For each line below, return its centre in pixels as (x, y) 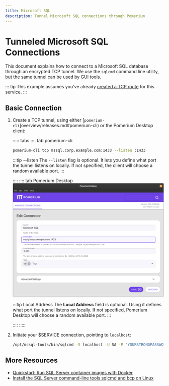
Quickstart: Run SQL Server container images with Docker (73, 372)
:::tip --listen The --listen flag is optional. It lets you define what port (84, 160)
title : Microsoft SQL (28, 11)
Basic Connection (33, 108)
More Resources (31, 361)
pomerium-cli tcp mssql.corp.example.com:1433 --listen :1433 (79, 151)
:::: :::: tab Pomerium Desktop (43, 181)
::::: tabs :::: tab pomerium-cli (43, 141)
